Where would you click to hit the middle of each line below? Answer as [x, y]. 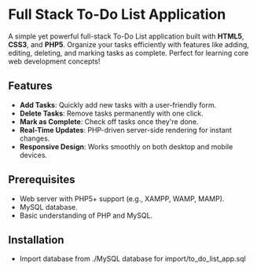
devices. [33, 155]
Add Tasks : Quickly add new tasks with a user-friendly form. [118, 104]
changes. [35, 138]
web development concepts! [54, 61]
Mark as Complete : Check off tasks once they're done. [109, 121]
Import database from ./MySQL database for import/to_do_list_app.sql [132, 259]
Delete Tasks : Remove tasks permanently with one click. [112, 113]
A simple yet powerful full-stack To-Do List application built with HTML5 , [126, 36]
